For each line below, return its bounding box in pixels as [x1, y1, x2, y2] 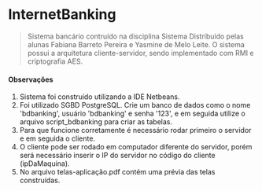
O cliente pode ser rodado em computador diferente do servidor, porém [19, 142, 253, 152]
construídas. [19, 175, 61, 185]
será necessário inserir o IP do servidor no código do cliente [19, 151, 216, 160]
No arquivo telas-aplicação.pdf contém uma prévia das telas [19, 167, 216, 177]
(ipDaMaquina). [19, 159, 70, 168]
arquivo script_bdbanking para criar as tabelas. [19, 117, 173, 127]
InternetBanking [8, 6, 116, 24]
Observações [8, 75, 54, 84]
